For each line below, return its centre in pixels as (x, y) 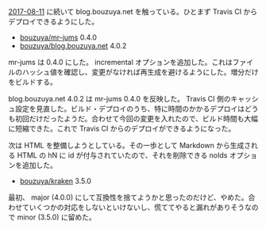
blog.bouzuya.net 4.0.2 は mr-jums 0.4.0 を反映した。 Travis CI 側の (120, 99)
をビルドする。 (33, 82)
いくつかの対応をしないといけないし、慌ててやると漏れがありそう (137, 207)
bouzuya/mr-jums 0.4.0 (58, 37)
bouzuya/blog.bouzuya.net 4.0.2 (73, 46)
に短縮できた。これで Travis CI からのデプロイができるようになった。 (122, 128)
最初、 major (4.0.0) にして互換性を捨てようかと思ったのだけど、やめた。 (128, 197)
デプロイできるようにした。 (54, 21)
